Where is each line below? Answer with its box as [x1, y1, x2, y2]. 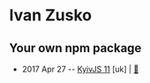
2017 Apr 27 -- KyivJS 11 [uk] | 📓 [21, 64, 139, 74]
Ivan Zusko [9, 5, 93, 26]
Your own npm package [9, 41, 142, 56]
